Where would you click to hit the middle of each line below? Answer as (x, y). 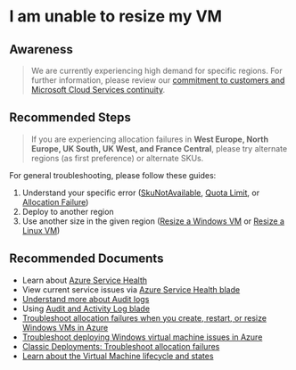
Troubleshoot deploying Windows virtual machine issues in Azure (142, 337)
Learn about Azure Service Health (85, 280)
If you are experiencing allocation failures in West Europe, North (150, 139)
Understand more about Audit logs (86, 299)
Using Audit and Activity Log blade (86, 308)
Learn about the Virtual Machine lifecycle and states (118, 356)
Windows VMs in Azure (65, 327)
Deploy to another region (68, 211)
